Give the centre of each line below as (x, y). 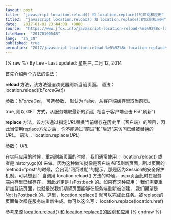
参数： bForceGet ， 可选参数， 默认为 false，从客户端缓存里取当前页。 (79, 101)
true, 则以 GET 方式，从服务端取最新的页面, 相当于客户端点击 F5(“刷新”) (80, 111)
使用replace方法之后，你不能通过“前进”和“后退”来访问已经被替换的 (84, 129)
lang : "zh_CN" (21, 39)
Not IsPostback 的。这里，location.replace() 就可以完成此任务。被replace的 (84, 195)
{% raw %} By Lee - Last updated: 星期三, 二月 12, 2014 (64, 63)
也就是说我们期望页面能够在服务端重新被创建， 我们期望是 (97, 188)
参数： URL (17, 146)
